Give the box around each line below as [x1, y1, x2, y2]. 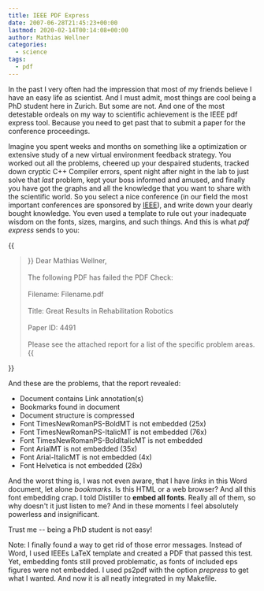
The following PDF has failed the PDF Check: [27, 273, 173, 282]
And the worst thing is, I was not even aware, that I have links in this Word [8, 476, 247, 485]
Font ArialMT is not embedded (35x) [19, 444, 138, 453]
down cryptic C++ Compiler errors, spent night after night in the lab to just [8, 166, 250, 176]
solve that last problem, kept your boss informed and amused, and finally [8, 175, 246, 184]
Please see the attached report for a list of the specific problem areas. [27, 340, 255, 349]
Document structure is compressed [19, 411, 135, 420]
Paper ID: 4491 [27, 322, 76, 332]
